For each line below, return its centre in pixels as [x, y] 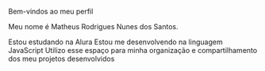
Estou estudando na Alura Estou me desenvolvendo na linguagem [116, 42]
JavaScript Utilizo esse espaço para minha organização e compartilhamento [133, 50]
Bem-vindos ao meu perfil [51, 11]
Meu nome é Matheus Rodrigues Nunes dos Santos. [93, 26]
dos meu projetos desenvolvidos [61, 59]
